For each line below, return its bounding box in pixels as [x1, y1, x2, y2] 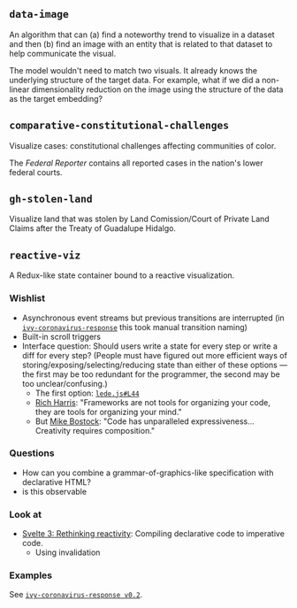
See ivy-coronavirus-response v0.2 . [9, 589, 143, 600]
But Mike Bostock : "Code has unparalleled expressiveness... [34, 416, 255, 427]
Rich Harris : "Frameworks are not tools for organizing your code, [34, 396, 271, 407]
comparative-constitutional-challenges [9, 119, 230, 132]
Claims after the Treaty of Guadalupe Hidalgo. [9, 223, 177, 234]
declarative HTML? [21, 476, 91, 487]
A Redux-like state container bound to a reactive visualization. [9, 270, 235, 281]
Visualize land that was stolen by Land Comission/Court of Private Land [9, 213, 270, 225]
